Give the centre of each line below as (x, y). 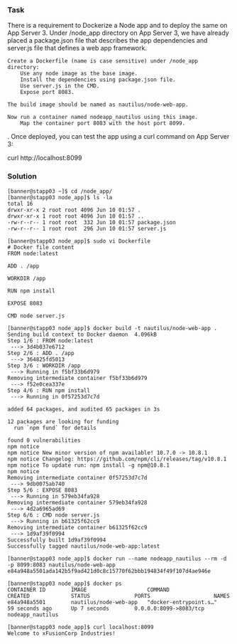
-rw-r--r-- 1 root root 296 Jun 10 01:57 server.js (87, 228)
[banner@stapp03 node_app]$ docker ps (65, 584)
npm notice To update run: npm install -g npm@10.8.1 (89, 465)
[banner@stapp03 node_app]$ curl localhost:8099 (81, 627)
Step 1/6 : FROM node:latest (50, 341)
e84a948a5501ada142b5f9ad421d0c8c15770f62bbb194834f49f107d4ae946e (109, 571)
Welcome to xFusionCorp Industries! (61, 633)
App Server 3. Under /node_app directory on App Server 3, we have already (118, 33)
